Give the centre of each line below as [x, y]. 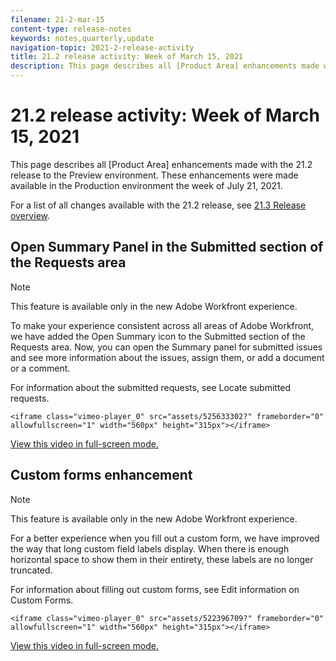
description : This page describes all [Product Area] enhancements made [165, 66]
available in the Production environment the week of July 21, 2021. [146, 185]
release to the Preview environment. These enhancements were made [154, 175]
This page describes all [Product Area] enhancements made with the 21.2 [161, 164]
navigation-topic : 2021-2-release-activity [102, 47]
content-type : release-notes [71, 29]
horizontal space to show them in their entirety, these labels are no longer [162, 559]
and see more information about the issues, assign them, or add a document [167, 357]
